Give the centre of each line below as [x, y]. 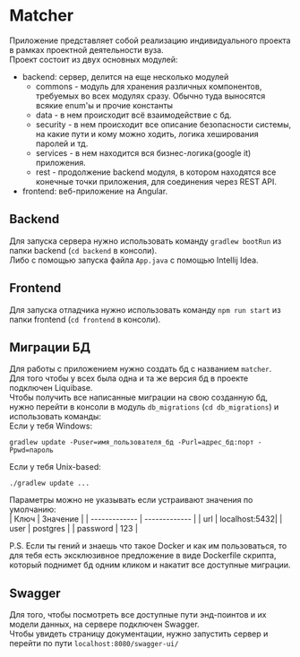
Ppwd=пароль [31, 450]
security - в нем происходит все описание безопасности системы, [163, 124]
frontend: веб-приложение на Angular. [95, 191]
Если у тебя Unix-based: [55, 467]
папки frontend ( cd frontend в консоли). [85, 319]
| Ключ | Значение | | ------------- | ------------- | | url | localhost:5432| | [146, 519]
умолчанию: [33, 510]
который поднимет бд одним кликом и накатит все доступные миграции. [150, 565]
